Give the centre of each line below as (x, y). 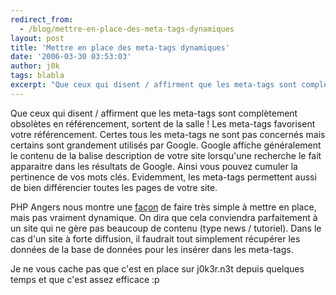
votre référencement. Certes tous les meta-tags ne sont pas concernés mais (168, 134)
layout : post (37, 38)
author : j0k (35, 66)
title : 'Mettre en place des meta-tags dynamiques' (120, 47)
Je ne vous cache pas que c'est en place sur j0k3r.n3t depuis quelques (157, 268)
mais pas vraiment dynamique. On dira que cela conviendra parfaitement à (164, 217)
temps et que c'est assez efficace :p (85, 279)
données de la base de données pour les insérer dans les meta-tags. (152, 249)
